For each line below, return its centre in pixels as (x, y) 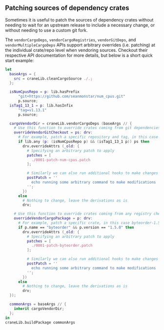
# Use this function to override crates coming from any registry (83, 214)
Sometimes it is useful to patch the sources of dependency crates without (79, 20)
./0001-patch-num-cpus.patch (61, 160)
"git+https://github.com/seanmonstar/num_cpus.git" (72, 97)
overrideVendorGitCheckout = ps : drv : (53, 132)
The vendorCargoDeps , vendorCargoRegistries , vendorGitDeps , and (71, 40)
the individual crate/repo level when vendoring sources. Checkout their (76, 50)
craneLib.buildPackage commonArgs (40, 322)
